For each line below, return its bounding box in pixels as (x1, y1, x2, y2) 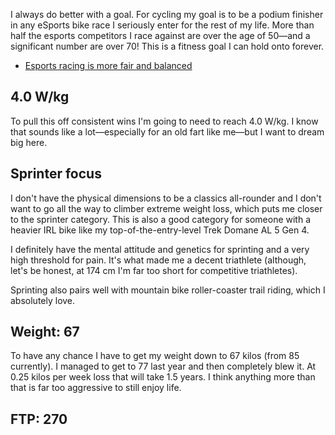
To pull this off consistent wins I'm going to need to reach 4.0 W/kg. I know (10, 115, 319, 127)
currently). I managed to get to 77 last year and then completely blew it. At (10, 360, 317, 373)
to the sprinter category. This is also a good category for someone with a (10, 213, 312, 225)
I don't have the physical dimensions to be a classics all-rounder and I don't (10, 192, 322, 204)
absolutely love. (10, 294, 76, 306)
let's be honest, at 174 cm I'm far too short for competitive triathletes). (10, 264, 298, 276)
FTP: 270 (10, 410, 68, 428)
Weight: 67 (10, 324, 80, 341)
